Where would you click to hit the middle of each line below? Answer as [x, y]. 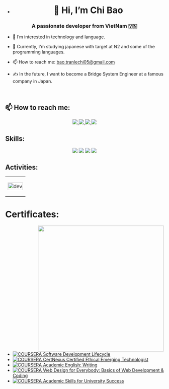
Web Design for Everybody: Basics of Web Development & [103, 370]
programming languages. [38, 52]
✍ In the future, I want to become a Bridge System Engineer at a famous [88, 74]
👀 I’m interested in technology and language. [59, 37]
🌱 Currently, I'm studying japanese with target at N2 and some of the [83, 47]
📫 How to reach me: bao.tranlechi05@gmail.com [64, 62]
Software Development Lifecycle [77, 354]
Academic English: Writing [70, 365]
